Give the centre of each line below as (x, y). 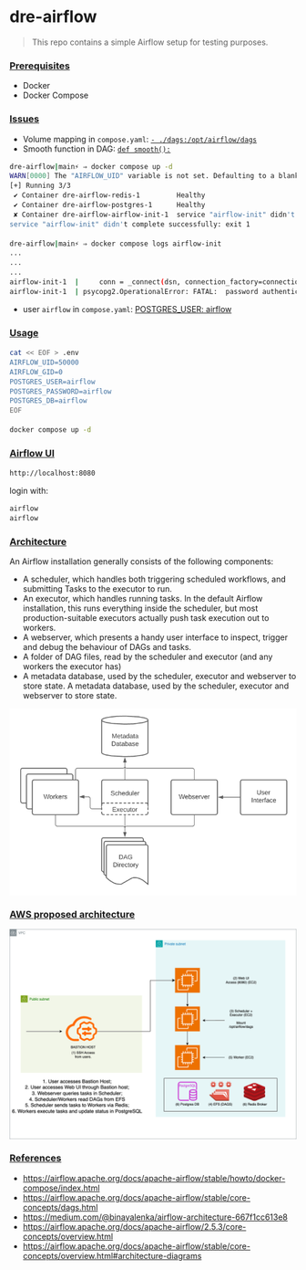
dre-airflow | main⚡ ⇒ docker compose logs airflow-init (116, 244)
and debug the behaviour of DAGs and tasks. (107, 647)
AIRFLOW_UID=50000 (44, 362)
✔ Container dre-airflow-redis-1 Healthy (109, 195)
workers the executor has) (72, 666)
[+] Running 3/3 (40, 186)
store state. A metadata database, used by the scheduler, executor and (156, 686)
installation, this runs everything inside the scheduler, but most (140, 608)
